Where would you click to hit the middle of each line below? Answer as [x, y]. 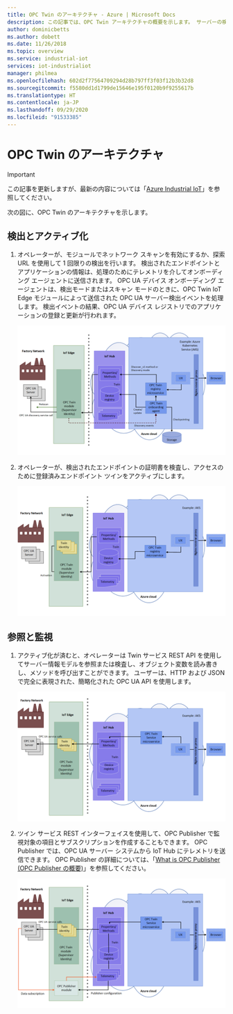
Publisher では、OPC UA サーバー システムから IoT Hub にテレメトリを [118, 851]
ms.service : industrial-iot [48, 59]
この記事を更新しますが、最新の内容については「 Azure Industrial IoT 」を [111, 188]
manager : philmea [32, 73]
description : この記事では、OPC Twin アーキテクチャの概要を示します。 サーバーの [115, 22]
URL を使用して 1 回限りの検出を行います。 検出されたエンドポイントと [119, 263]
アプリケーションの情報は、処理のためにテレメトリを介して [102, 272]
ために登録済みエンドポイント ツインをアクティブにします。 [103, 475]
